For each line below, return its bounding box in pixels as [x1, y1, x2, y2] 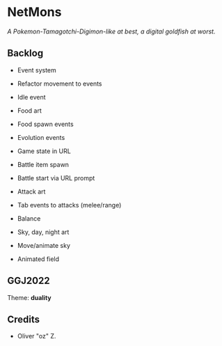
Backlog [7, 47, 44, 59]
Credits [7, 313, 40, 325]
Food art [17, 106, 42, 115]
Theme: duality [7, 293, 51, 301]
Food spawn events [17, 120, 74, 128]
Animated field [17, 255, 60, 263]
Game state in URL [17, 147, 71, 155]
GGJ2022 [7, 275, 50, 287]
